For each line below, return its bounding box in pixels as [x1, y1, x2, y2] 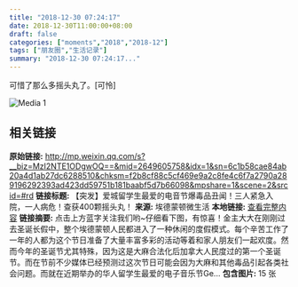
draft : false [9, 29, 58, 38]
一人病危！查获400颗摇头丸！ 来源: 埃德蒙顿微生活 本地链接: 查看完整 [24, 201, 279, 211]
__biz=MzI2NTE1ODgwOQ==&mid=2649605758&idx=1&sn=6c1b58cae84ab [9, 161, 287, 171]
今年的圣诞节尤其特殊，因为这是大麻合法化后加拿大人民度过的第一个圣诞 [16, 245, 281, 256]
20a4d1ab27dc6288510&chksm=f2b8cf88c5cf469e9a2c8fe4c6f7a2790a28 [9, 170, 287, 180]
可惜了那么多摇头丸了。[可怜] [9, 80, 117, 90]
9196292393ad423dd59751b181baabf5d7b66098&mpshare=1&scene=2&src [9, 179, 288, 190]
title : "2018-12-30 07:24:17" [9, 12, 122, 22]
